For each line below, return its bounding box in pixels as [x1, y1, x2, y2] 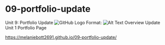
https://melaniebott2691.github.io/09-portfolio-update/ [5, 34, 117, 40]
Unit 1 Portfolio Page [5, 24, 47, 30]
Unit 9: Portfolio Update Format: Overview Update [5, 20, 161, 25]
